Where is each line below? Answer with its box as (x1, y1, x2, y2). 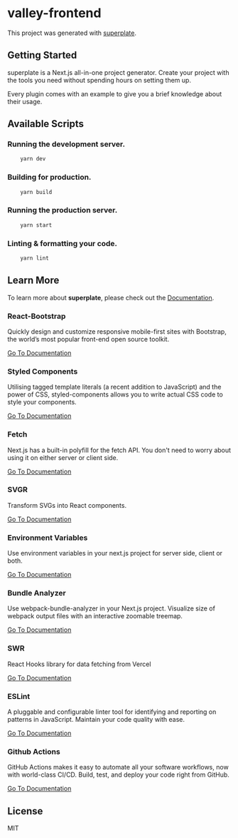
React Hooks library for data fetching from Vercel (7, 660, 151, 668)
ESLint (7, 691, 31, 701)
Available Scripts (7, 118, 84, 130)
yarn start (20, 221, 53, 229)
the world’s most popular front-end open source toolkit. (7, 334, 170, 343)
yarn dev (20, 155, 46, 163)
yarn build (20, 188, 53, 195)
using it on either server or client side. (7, 453, 119, 461)
